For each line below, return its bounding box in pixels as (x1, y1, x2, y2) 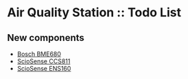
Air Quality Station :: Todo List (7, 5, 182, 20)
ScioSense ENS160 (16, 65, 71, 72)
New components (7, 32, 84, 44)
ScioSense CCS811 (16, 57, 71, 65)
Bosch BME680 (16, 50, 62, 58)
